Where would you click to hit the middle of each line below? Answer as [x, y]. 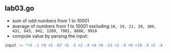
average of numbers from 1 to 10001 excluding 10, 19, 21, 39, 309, [84, 26]
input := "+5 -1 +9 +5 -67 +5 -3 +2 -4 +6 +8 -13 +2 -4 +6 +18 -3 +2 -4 [84, 45]
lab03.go [19, 8]
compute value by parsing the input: [50, 36]
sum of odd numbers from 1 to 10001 [51, 20]
